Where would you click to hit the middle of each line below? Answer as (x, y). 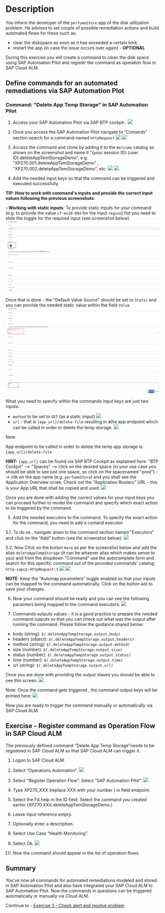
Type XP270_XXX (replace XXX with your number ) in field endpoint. (82, 790)
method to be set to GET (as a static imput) (54, 416)
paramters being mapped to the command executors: (66, 604)
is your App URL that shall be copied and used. (53, 488)
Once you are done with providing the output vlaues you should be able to (80, 675)
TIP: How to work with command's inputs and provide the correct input (79, 193)
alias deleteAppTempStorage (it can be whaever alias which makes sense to (80, 553)
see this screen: (22, 680)
